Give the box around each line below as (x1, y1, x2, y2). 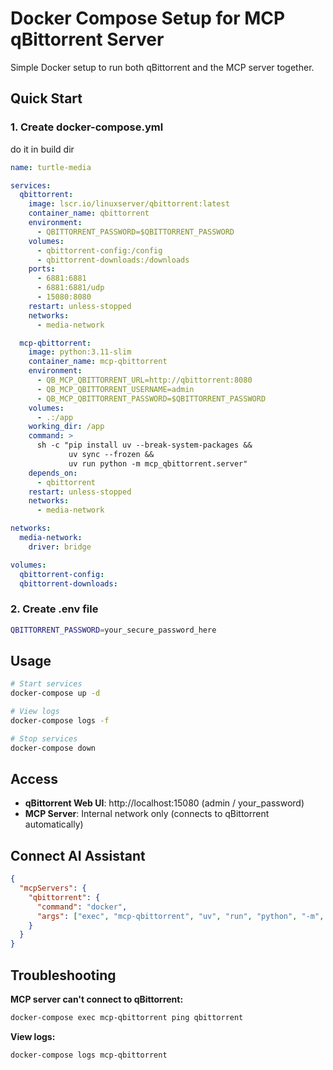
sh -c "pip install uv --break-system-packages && (36, 440, 253, 451)
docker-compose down (10, 743, 97, 753)
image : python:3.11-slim (28, 347, 132, 357)
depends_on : (28, 468, 78, 478)
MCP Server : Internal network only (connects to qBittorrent (24, 808, 270, 820)
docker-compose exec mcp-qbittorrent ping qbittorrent (10, 1013, 244, 1023)
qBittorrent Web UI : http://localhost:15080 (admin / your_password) (24, 797, 305, 809)
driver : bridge (28, 542, 92, 552)
